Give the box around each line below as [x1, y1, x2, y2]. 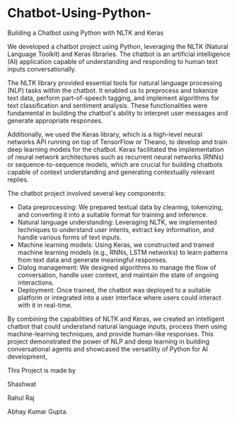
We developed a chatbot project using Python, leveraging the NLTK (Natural [7, 42, 229, 50]
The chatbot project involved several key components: [7, 189, 166, 197]
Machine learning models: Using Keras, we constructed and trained [17, 240, 214, 249]
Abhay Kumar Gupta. [7, 407, 69, 416]
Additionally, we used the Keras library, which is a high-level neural [7, 130, 203, 138]
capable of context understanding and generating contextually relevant [7, 167, 214, 176]
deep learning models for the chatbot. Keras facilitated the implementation [7, 145, 224, 153]
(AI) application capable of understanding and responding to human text [7, 57, 218, 65]
